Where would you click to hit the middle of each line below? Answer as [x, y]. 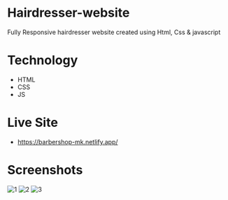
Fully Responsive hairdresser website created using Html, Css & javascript [114, 32]
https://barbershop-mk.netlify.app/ [67, 141]
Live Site [33, 123]
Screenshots [45, 170]
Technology [43, 60]
